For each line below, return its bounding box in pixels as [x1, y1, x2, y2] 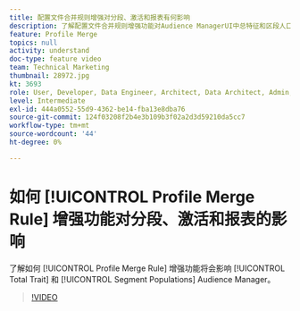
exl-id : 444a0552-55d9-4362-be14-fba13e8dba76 [9, 105, 186, 113]
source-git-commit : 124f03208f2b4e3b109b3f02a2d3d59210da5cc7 [9, 113, 246, 122]
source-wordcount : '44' [9, 130, 98, 139]
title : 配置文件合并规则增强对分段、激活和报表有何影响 [9, 13, 190, 22]
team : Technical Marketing [9, 63, 110, 72]
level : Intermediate [9, 96, 87, 105]
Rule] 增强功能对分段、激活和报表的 [9, 209, 272, 229]
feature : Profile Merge [9, 29, 98, 38]
